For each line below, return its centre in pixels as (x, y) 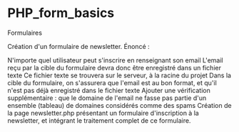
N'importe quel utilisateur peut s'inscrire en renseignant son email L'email (115, 60)
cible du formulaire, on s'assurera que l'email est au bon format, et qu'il (112, 82)
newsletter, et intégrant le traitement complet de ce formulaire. (99, 120)
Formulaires (25, 33)
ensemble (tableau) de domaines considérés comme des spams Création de (119, 105)
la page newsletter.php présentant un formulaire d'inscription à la (103, 113)
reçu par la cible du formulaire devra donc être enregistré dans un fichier (114, 67)
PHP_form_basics (61, 13)
